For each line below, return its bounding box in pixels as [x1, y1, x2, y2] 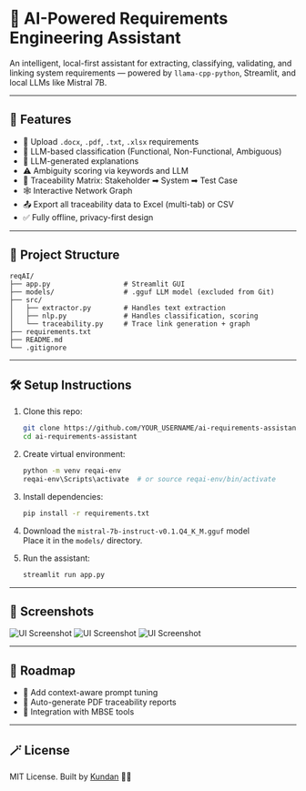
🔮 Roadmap [9, 663, 76, 678]
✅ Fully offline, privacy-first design [22, 211, 154, 222]
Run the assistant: [22, 553, 91, 563]
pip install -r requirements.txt [22, 509, 150, 518]
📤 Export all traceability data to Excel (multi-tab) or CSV [22, 198, 234, 209]
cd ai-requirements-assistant [22, 432, 138, 441]
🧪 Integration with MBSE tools [22, 706, 135, 717]
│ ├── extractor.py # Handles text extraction [9, 303, 226, 312]
